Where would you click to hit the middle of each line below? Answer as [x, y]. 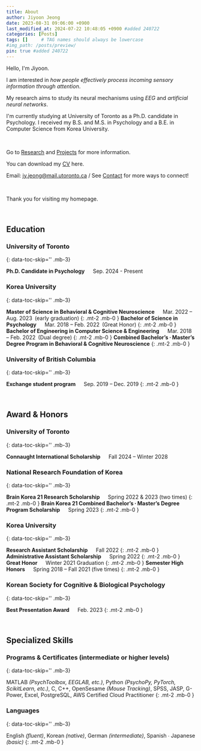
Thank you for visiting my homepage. [52, 199]
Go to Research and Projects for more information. [68, 152]
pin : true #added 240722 [37, 51]
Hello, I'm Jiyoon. [28, 68]
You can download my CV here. [45, 164]
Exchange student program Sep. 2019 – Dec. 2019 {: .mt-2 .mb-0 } [92, 384]
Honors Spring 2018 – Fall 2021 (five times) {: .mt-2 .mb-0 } [83, 569]
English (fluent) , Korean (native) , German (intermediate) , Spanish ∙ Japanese [101, 735]
